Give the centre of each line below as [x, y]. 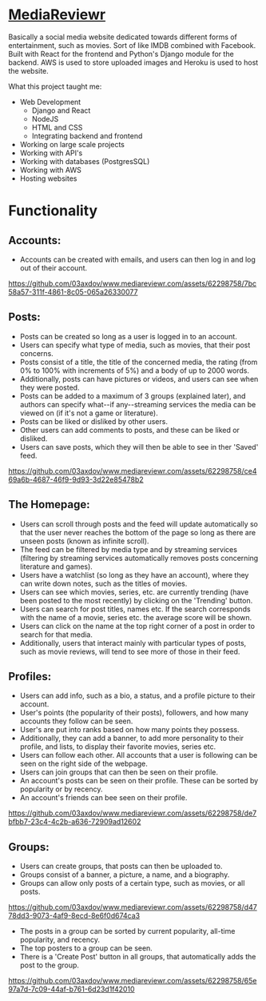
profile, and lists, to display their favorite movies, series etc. [118, 747]
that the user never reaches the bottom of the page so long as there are [138, 532]
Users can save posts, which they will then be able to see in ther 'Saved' [139, 446]
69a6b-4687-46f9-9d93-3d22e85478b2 [76, 479]
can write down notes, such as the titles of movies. [103, 583]
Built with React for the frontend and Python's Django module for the [121, 54]
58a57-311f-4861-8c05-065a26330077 [73, 292]
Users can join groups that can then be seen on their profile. [119, 772]
